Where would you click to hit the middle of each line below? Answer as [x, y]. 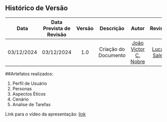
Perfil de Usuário [30, 83]
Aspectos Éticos [29, 94]
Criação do [112, 49]
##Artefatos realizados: [29, 73]
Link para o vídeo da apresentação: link [45, 114]
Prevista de [57, 28]
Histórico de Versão [37, 8]
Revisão [57, 34]
